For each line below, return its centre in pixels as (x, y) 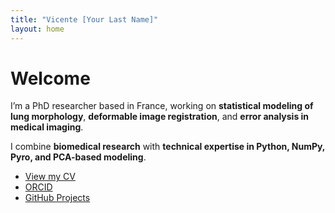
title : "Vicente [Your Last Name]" (84, 19)
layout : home (37, 29)
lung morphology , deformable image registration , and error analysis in (160, 117)
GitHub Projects (57, 198)
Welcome (50, 78)
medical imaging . (47, 127)
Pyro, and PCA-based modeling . (78, 157)
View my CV (50, 177)
